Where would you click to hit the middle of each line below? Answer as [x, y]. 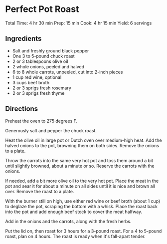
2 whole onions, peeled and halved [48, 66]
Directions [22, 109]
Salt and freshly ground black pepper [51, 50]
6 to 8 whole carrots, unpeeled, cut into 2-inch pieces [68, 72]
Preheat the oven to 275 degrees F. [41, 121]
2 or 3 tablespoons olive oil [40, 61]
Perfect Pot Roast [42, 9]
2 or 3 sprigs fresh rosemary [42, 88]
